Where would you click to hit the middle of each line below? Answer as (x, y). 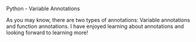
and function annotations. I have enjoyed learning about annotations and (95, 26)
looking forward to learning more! (47, 33)
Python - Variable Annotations (43, 9)
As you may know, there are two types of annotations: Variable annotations (98, 20)
